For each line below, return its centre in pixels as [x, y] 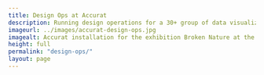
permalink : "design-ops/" [50, 52]
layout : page [29, 59]
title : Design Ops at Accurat [58, 15]
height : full [29, 45]
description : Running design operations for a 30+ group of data [117, 23]
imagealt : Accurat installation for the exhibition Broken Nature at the [132, 37]
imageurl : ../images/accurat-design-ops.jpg [82, 30]
